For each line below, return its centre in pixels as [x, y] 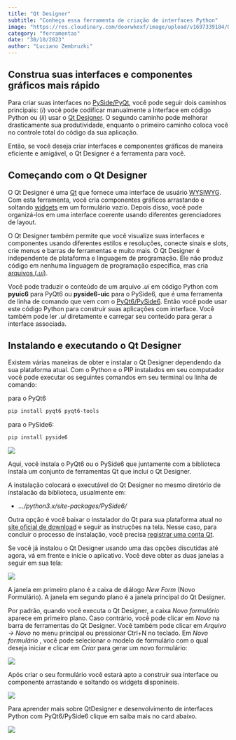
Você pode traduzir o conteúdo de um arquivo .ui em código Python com [113, 286]
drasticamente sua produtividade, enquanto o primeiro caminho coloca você [118, 125]
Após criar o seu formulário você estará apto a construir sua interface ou [113, 675]
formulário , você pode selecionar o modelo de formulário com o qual [108, 640]
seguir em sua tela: [35, 563]
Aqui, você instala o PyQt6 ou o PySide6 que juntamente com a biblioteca [114, 464]
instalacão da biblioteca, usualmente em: [67, 493]
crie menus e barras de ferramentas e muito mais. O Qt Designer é [104, 250]
